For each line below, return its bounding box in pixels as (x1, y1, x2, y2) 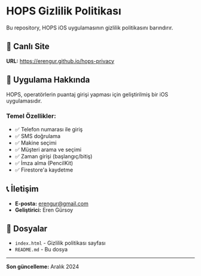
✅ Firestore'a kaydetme (14, 166, 74, 173)
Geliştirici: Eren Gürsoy (14, 206, 74, 214)
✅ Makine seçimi (14, 139, 57, 146)
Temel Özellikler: (6, 112, 56, 121)
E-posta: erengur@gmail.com (14, 200, 89, 207)
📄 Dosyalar (6, 224, 48, 234)
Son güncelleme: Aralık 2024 (6, 263, 80, 271)
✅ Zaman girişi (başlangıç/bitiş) (14, 152, 93, 160)
